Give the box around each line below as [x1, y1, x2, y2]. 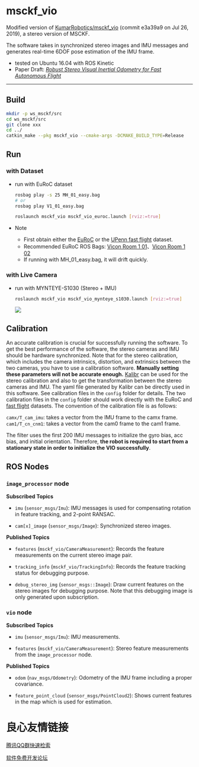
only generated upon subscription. [14, 593, 99, 601]
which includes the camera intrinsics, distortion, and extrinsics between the [6, 358, 191, 365]
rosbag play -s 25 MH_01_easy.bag [14, 192, 100, 198]
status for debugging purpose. [14, 569, 90, 576]
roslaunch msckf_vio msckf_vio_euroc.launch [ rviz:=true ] [14, 214, 161, 220]
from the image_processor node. [14, 651, 93, 658]
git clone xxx [6, 122, 41, 128]
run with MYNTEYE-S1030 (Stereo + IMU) [14, 284, 117, 292]
